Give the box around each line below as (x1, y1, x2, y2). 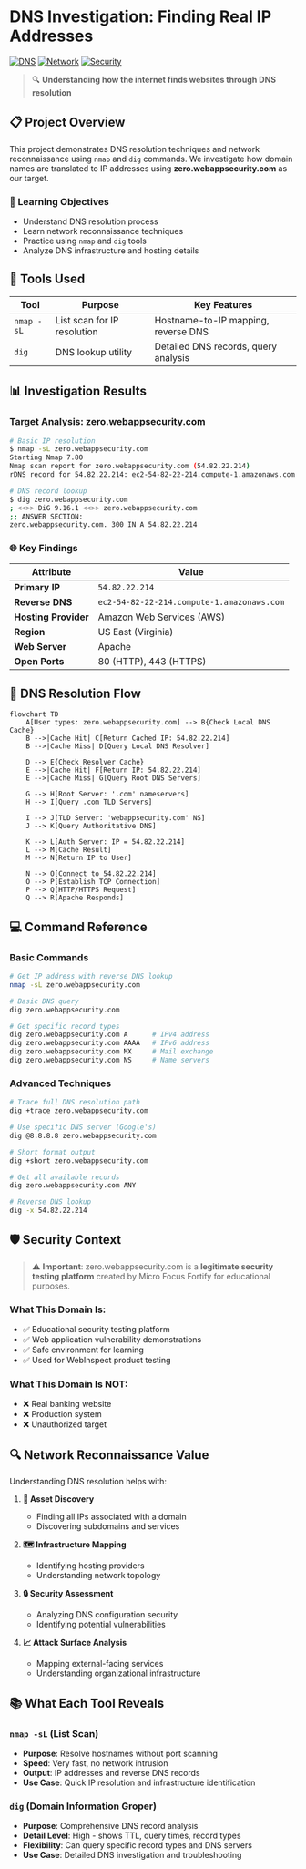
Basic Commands (9, 950, 89, 963)
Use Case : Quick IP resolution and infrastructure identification (22, 1777, 256, 1788)
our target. (9, 172, 49, 183)
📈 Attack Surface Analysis (22, 1638, 127, 1648)
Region (14, 625, 46, 638)
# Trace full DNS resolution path (9, 1098, 141, 1107)
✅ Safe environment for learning (22, 1344, 144, 1355)
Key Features (194, 298, 253, 311)
